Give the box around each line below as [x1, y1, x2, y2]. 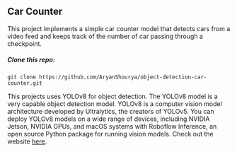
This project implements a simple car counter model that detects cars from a [7, 24, 231, 33]
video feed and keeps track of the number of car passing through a [7, 32, 204, 40]
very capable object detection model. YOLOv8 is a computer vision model [7, 99, 223, 108]
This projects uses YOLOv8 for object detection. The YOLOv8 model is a [7, 92, 218, 100]
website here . [7, 137, 47, 146]
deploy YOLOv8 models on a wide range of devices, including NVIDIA [7, 115, 210, 123]
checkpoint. [7, 39, 42, 48]
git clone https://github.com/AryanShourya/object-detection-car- [7, 74, 207, 81]
